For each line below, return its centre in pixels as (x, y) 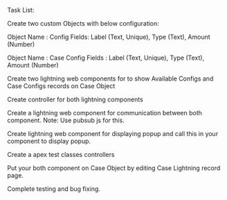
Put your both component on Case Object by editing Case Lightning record (114, 168)
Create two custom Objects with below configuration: (83, 23)
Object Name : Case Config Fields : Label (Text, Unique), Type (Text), (106, 58)
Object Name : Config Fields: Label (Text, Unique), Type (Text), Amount (109, 37)
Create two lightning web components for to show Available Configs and (110, 78)
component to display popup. (49, 141)
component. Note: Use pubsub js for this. (66, 120)
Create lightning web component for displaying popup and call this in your (113, 134)
